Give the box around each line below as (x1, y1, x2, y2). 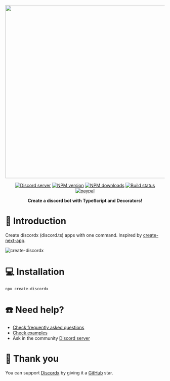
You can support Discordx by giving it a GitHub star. (5, 369, 113, 375)
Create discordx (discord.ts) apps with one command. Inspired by (5, 232, 142, 238)
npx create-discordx (5, 286, 49, 291)
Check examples (12, 330, 48, 336)
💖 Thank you (5, 353, 59, 364)
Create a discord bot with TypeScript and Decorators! (27, 198, 143, 203)
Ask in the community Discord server (12, 335, 90, 341)
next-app (5, 237, 24, 244)
